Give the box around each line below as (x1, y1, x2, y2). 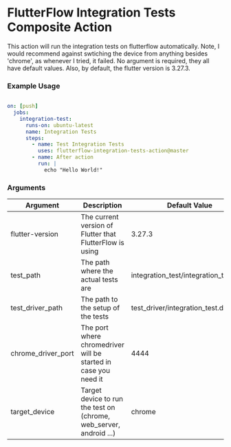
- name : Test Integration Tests (32, 141, 125, 148)
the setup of (80, 303, 120, 313)
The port (80, 323, 109, 332)
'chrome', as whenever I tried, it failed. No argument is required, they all (7, 56, 210, 65)
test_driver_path (10, 303, 63, 313)
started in (80, 357, 112, 367)
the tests (80, 312, 109, 321)
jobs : (13, 109, 30, 116)
